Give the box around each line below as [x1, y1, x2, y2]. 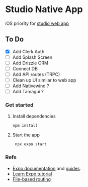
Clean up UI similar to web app [12, 77, 76, 83]
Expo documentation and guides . [12, 165, 81, 171]
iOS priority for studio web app [5, 20, 69, 26]
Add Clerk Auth [12, 48, 45, 54]
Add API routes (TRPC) [12, 71, 60, 77]
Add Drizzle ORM [12, 60, 49, 66]
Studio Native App [5, 4, 83, 15]
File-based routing [12, 176, 51, 182]
